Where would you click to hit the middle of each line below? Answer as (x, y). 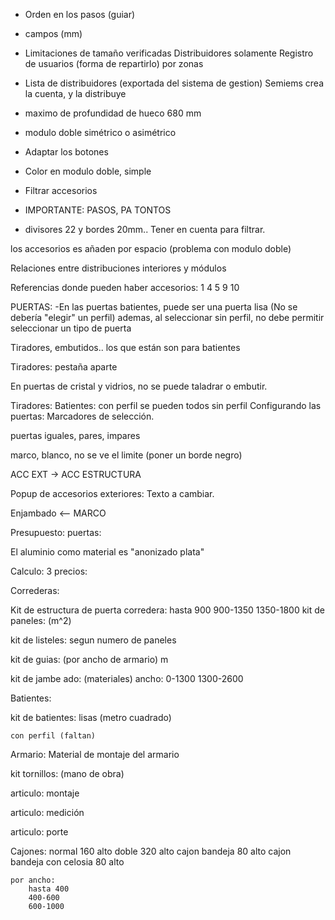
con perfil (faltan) (53, 736)
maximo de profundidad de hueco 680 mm (113, 113)
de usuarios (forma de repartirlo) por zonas (114, 63)
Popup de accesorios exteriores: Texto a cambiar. (112, 493)
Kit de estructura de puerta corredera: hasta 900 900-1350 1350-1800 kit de (168, 610)
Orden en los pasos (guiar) (80, 14)
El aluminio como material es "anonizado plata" (107, 552)
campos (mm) (53, 33)
